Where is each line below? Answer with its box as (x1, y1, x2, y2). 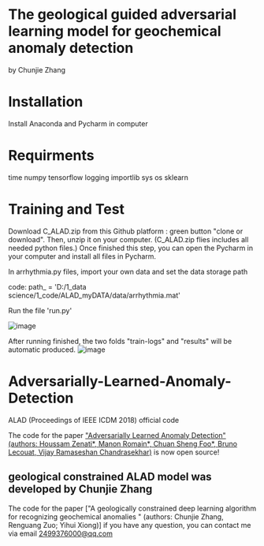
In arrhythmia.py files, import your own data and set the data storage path (8, 267, 248, 276)
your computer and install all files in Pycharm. (8, 251, 156, 261)
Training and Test (8, 200, 125, 218)
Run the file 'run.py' (8, 305, 73, 315)
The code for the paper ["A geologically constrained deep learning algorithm (8, 503, 257, 513)
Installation (8, 93, 84, 111)
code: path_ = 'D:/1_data (8, 282, 87, 291)
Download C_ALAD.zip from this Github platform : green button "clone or (8, 226, 244, 236)
